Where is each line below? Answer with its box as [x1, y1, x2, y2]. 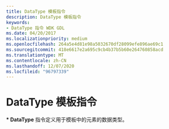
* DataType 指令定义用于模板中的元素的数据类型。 [6, 116, 127, 123]
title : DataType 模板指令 [6, 8, 66, 15]
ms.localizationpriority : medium [6, 36, 88, 42]
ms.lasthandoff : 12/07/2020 [6, 63, 75, 69]
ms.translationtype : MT [6, 52, 64, 58]
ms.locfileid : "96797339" [6, 69, 69, 74]
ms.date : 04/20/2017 [6, 30, 57, 36]
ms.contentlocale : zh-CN [6, 57, 67, 63]
